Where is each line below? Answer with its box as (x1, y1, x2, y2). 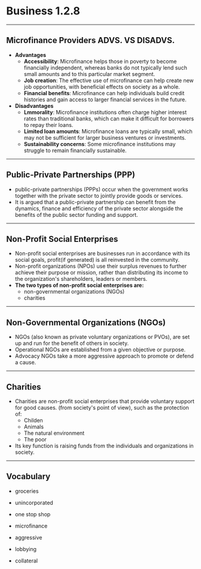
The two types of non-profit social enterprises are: (14, 282, 144, 289)
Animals (23, 423, 44, 430)
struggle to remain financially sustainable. (23, 147, 127, 154)
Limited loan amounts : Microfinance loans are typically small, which (23, 128, 193, 135)
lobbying (14, 545, 37, 552)
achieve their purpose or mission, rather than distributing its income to (14, 269, 188, 276)
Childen (23, 417, 43, 423)
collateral (14, 557, 38, 564)
